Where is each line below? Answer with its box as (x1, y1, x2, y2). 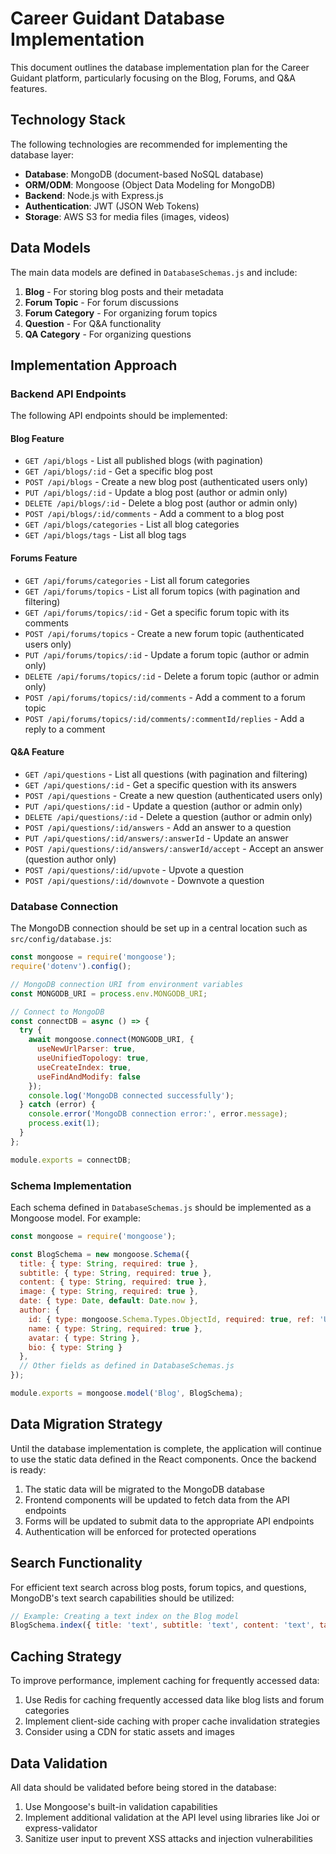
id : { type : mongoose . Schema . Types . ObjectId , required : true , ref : (28, 1314, 316, 1324)
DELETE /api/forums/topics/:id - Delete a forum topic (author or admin (24, 670, 320, 682)
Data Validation (10, 1755, 108, 1772)
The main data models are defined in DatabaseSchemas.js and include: (10, 266, 298, 278)
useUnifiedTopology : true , (36, 1053, 150, 1064)
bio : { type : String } (28, 1342, 123, 1352)
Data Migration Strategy (10, 1416, 163, 1433)
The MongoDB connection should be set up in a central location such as (10, 922, 308, 934)
